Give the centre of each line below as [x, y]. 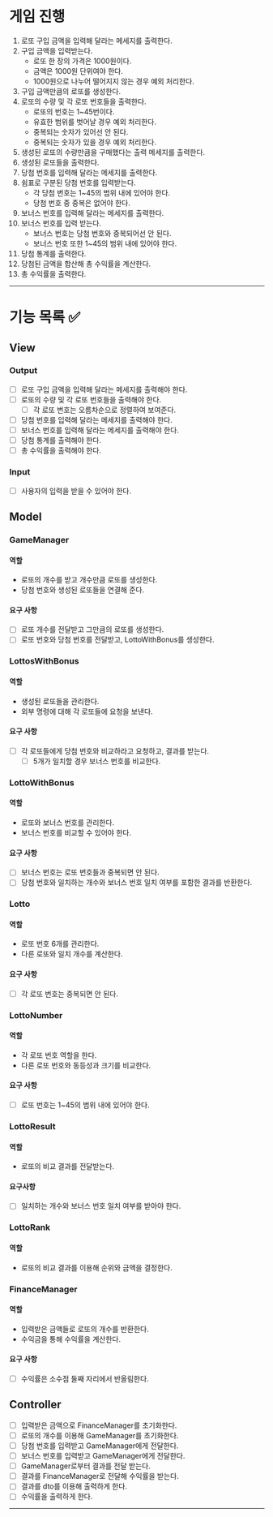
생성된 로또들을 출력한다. [60, 162]
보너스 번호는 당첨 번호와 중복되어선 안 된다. [102, 233]
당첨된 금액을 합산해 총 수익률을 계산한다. [86, 264]
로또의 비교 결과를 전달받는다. [68, 1167]
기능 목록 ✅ [45, 318]
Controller [35, 1405]
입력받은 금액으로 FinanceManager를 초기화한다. [99, 1425]
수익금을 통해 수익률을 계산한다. [70, 1339]
